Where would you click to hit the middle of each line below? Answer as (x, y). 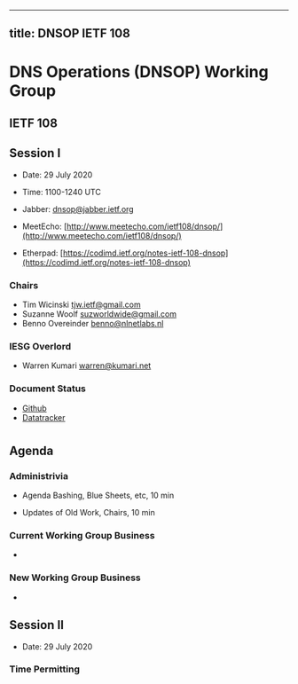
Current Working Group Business (82, 536)
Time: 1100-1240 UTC (62, 192)
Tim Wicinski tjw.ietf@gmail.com (81, 305)
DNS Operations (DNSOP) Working (139, 71)
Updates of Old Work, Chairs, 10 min (88, 513)
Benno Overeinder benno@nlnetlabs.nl (93, 324)
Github (34, 408)
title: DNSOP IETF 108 (70, 33)
